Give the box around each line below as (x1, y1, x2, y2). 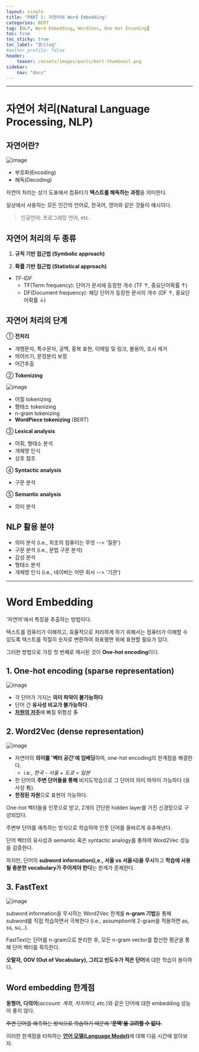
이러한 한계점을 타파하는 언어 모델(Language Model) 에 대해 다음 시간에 (6, 1032, 172, 1040)
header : (6, 53, 25, 59)
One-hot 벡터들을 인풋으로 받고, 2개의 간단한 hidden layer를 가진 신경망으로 (6, 804, 183, 811)
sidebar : (6, 64, 28, 70)
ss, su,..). (6, 924, 28, 931)
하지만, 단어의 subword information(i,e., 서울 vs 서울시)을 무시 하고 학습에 (6, 857, 180, 864)
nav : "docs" (17, 69, 46, 75)
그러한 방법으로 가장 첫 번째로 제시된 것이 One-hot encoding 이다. (6, 648, 160, 655)
